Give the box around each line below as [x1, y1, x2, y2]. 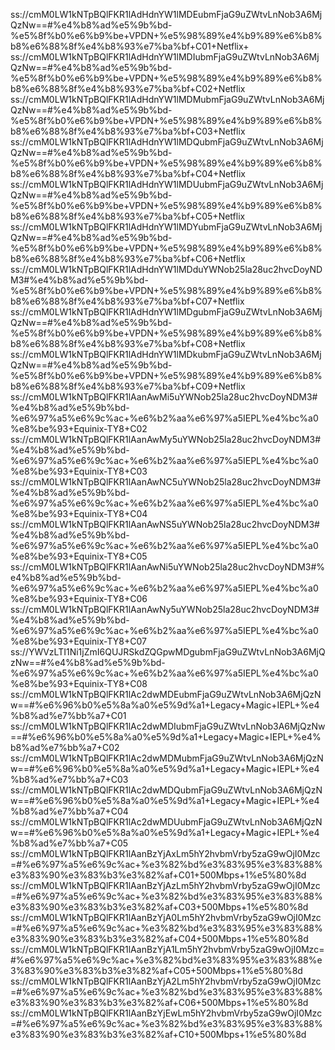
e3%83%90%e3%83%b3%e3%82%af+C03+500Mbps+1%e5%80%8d [10, 901, 309, 913]
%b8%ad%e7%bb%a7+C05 [10, 837, 129, 849]
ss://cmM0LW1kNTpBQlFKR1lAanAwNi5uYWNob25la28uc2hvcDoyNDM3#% [10, 561, 326, 573]
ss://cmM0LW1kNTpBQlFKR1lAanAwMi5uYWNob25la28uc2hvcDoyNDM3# [10, 391, 318, 403]
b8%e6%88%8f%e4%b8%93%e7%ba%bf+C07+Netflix [10, 295, 245, 307]
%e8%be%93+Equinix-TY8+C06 [10, 593, 148, 604]
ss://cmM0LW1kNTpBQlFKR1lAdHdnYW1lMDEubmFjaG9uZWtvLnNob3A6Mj [10, 9, 323, 20]
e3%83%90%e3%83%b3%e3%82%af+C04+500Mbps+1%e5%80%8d [10, 933, 309, 944]
